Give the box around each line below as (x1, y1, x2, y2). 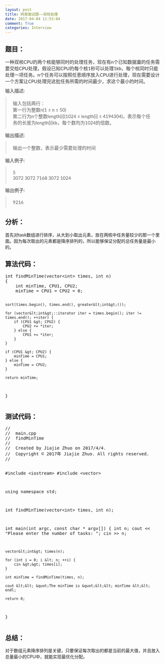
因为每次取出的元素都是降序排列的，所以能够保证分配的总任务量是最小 (13, 238, 156, 244)
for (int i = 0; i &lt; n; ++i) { (5, 558, 76, 563)
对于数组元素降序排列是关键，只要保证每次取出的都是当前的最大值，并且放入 (5, 648, 160, 654)
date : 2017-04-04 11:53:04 (5, 16, 60, 21)
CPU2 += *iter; (23, 324, 54, 329)
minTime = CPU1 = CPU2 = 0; (15, 288, 83, 294)
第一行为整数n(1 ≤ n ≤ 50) (13, 107, 66, 113)
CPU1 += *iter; (23, 332, 54, 337)
